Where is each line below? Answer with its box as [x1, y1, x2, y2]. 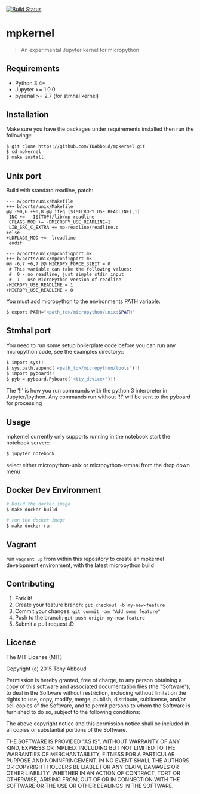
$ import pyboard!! [6, 370, 55, 376]
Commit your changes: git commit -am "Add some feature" [14, 607, 161, 615]
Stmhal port [6, 326, 51, 336]
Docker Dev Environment [6, 485, 101, 495]
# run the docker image [6, 517, 66, 523]
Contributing [6, 579, 55, 589]
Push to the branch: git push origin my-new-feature [14, 614, 145, 621]
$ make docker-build [6, 507, 58, 513]
